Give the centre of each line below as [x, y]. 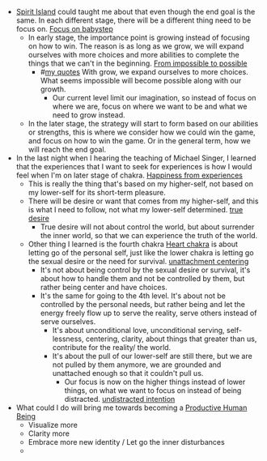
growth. [53, 89]
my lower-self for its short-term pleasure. [97, 192]
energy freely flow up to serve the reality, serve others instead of [148, 313]
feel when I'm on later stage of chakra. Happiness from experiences [129, 175]
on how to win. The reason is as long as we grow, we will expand [136, 46]
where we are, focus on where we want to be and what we [150, 106]
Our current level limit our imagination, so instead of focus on [154, 98]
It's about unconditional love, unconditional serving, [138, 330]
